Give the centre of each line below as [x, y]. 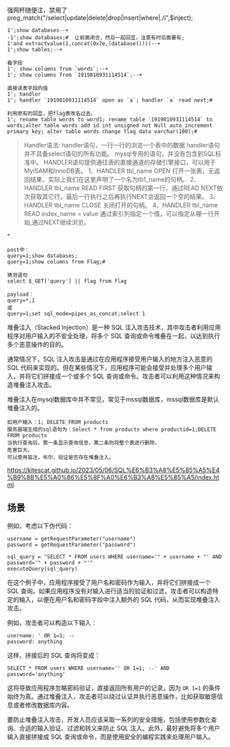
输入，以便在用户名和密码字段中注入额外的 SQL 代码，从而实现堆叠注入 [119, 600]
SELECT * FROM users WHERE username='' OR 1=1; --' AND [88, 668]
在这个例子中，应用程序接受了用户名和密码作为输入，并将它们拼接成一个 [109, 582]
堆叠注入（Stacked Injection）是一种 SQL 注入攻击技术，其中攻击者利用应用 [114, 327]
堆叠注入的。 [25, 408]
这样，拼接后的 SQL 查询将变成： [54, 655]
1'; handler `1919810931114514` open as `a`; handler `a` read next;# [110, 100]
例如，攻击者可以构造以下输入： [52, 622]
